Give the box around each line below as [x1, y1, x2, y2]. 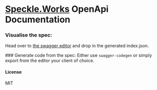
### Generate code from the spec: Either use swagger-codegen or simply [5, 52, 152, 58]
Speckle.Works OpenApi [5, 3, 109, 15]
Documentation [5, 14, 71, 25]
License [5, 69, 22, 75]
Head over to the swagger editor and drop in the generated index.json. [5, 43, 149, 49]
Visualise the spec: [5, 32, 52, 39]
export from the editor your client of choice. [5, 58, 95, 64]
